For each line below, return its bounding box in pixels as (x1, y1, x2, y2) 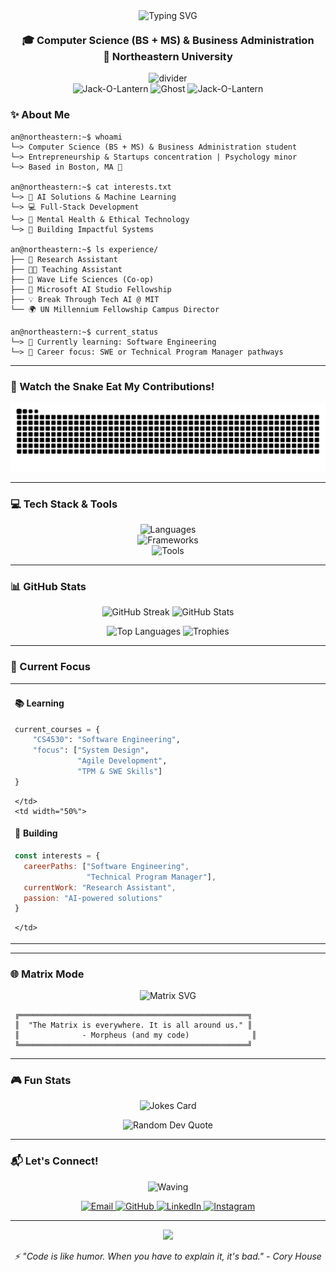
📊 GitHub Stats (10, 579, 87, 593)
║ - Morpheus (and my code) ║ (14, 1030, 257, 1041)
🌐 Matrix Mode (10, 967, 85, 981)
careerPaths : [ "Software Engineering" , (23, 861, 190, 871)
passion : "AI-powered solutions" (23, 893, 163, 903)
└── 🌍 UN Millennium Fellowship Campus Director (10, 304, 220, 314)
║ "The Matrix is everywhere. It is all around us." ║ (14, 1020, 253, 1031)
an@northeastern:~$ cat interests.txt (10, 182, 172, 192)
